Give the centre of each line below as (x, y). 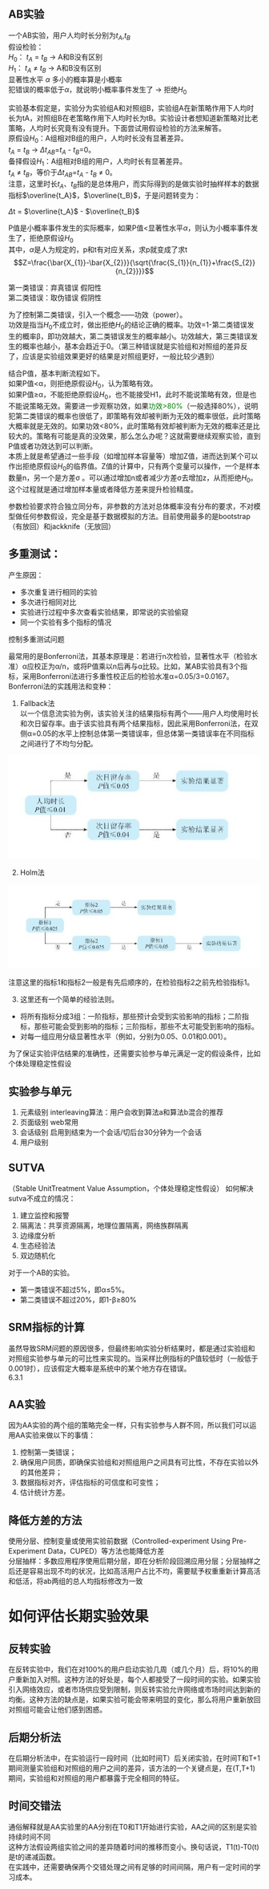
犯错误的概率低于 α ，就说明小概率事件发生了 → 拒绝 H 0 (98, 91)
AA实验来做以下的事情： (55, 1436)
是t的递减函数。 (34, 1857)
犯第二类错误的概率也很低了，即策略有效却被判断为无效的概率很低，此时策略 (134, 416)
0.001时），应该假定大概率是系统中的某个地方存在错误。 (100, 1368)
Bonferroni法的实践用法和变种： (61, 686)
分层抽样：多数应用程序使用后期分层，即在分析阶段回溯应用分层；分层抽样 (131, 1561)
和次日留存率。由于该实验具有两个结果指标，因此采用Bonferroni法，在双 (139, 723)
